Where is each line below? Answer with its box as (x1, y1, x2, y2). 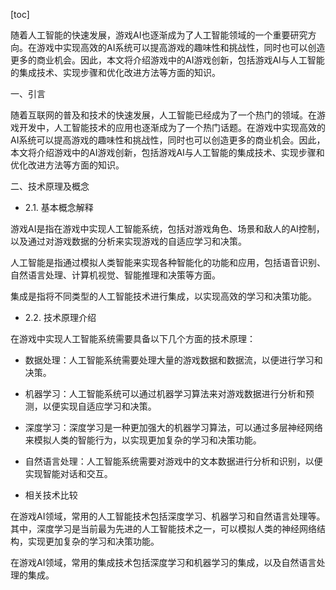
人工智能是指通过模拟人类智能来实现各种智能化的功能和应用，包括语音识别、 (10, 257, 326, 268)
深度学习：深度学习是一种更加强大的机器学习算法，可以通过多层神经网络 (24, 422, 323, 433)
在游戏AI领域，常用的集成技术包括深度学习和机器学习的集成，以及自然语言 (10, 557, 317, 568)
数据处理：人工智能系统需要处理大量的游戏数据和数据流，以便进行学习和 (24, 354, 323, 366)
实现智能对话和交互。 (24, 468, 113, 479)
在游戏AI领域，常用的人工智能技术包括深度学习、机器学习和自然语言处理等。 (10, 510, 326, 522)
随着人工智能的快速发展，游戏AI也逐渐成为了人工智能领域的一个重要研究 (10, 29, 308, 41)
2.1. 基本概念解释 (24, 202, 94, 213)
